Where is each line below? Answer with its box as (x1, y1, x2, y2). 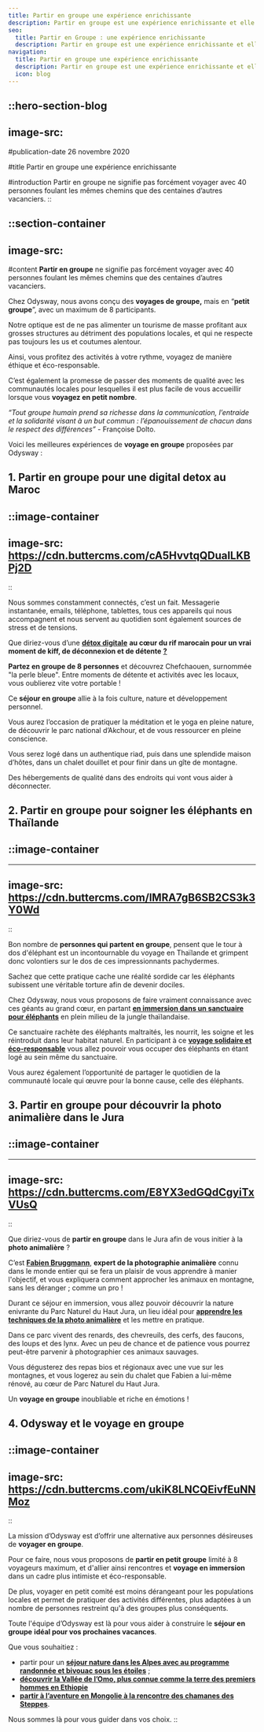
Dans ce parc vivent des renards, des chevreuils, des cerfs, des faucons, (8, 1330, 245, 1339)
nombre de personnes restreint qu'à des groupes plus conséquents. (8, 1604, 229, 1613)
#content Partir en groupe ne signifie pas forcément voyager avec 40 (8, 265, 234, 274)
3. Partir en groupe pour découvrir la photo (8, 1099, 222, 1112)
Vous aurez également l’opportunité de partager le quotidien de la (8, 1068, 221, 1077)
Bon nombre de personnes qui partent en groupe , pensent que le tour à (8, 939, 243, 949)
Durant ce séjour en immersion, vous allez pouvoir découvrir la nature (8, 1298, 234, 1308)
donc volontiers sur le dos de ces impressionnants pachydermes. (8, 956, 220, 965)
